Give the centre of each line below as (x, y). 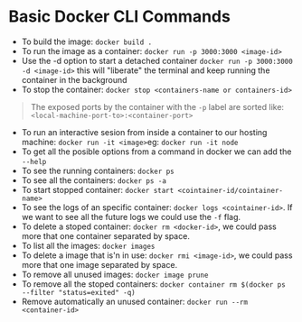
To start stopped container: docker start (98, 189)
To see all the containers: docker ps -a (94, 180)
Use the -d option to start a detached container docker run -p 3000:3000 (157, 60)
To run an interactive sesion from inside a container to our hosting (144, 132)
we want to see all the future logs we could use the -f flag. (131, 216)
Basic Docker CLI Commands (120, 17)
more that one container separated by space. (106, 235)
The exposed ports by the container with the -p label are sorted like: (157, 106)
